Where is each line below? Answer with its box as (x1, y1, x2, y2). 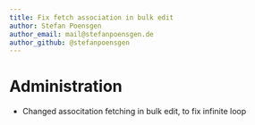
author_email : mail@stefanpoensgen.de (9, 29, 154, 38)
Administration (9, 77, 123, 96)
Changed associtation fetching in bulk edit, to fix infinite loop (21, 106, 247, 117)
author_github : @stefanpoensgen (9, 37, 130, 47)
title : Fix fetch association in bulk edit (9, 12, 174, 22)
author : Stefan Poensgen (9, 21, 102, 30)
